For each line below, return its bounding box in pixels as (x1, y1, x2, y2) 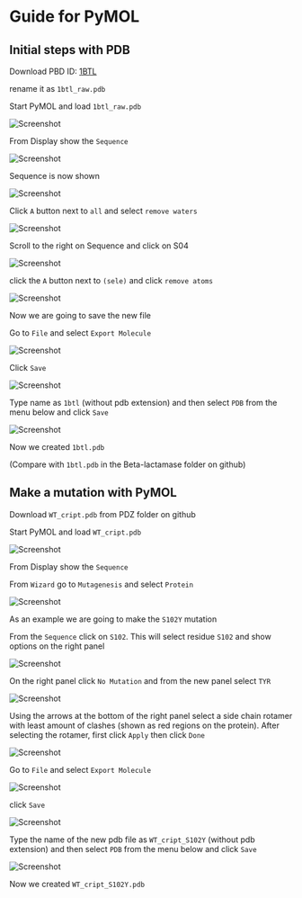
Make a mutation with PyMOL (9, 485, 177, 500)
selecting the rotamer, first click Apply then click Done (9, 729, 205, 740)
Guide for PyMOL (9, 6, 140, 27)
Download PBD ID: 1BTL (9, 66, 97, 76)
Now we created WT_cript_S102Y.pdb (9, 878, 146, 889)
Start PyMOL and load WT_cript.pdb (9, 526, 142, 537)
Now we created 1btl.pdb (9, 442, 105, 452)
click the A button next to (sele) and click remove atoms (9, 275, 214, 285)
